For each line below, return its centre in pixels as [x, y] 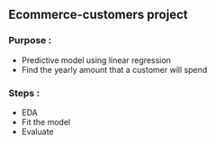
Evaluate [38, 131]
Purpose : [30, 40]
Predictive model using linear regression [96, 60]
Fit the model [46, 121]
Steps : [24, 93]
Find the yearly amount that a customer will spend [114, 69]
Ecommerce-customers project [98, 15]
